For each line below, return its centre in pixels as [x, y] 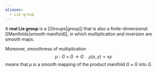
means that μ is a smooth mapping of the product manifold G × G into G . [79, 64]
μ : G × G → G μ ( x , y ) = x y [83, 56]
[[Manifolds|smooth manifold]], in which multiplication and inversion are [79, 34]
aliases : [14, 10]
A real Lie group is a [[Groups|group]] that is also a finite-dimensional [77, 28]
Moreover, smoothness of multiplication [46, 49]
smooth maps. [20, 39]
